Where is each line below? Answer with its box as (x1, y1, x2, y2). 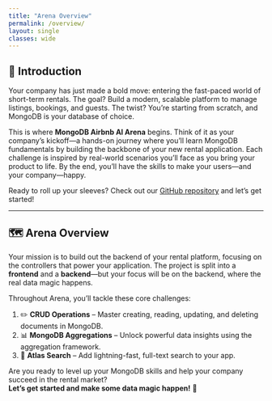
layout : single (8, 27, 60, 35)
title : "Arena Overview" (8, 11, 92, 20)
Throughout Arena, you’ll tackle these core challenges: (8, 293, 192, 303)
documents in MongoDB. (19, 321, 104, 331)
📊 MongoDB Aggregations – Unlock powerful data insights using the (19, 330, 253, 340)
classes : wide (8, 34, 57, 43)
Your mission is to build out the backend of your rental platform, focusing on (8, 251, 262, 261)
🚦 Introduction (8, 64, 83, 78)
